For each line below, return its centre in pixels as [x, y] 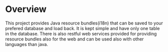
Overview [26, 9]
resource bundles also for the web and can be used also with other [75, 39]
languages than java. [27, 44]
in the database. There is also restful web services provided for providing [81, 33]
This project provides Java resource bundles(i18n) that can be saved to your [84, 23]
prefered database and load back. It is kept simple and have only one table [82, 28]
